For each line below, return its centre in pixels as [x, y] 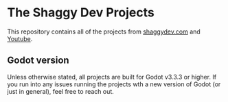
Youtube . [20, 38]
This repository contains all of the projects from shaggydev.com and [104, 31]
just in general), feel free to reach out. [61, 91]
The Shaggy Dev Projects [81, 13]
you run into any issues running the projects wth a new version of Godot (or [114, 84]
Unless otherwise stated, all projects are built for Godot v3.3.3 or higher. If [112, 77]
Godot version [38, 61]
